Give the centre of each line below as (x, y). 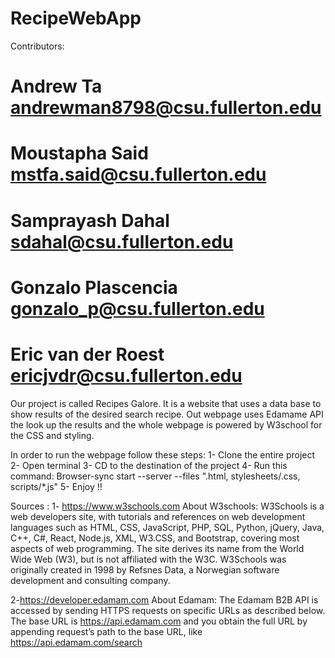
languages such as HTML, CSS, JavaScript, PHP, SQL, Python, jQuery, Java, (167, 527)
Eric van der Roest (87, 354)
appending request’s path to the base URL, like (106, 631)
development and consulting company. (90, 580)
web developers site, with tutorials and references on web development (158, 516)
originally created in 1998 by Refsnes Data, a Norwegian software (145, 569)
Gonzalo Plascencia (94, 287)
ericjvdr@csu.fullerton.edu (126, 375)
